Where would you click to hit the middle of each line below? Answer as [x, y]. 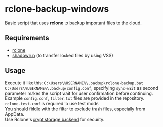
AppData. [15, 114]
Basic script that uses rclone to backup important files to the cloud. [73, 23]
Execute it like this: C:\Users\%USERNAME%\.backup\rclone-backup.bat [74, 83]
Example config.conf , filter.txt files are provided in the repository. [75, 98]
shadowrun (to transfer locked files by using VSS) [63, 55]
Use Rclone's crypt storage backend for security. [55, 119]
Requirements [27, 38]
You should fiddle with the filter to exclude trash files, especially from [75, 109]
